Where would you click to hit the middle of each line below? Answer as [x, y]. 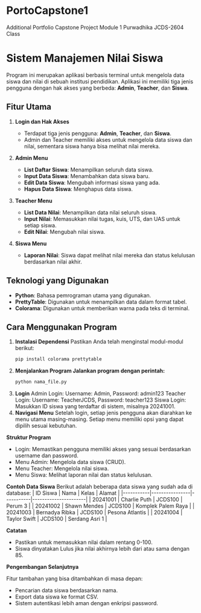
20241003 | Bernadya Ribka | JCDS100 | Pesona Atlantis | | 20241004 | [94, 512]
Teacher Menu [33, 200]
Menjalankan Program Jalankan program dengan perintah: [90, 371]
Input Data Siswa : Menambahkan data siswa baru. [87, 176]
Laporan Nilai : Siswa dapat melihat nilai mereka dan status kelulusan [109, 255]
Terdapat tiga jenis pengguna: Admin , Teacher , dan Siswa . [98, 133]
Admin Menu [31, 157]
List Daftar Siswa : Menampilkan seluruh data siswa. [89, 170]
